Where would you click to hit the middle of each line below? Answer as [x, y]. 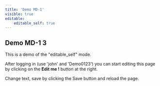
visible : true [19, 14]
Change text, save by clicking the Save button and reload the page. [72, 79]
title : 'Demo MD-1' [25, 9]
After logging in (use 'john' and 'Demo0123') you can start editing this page [80, 64]
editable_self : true [34, 23]
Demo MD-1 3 [26, 43]
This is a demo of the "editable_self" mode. [48, 54]
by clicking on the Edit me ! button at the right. [51, 69]
